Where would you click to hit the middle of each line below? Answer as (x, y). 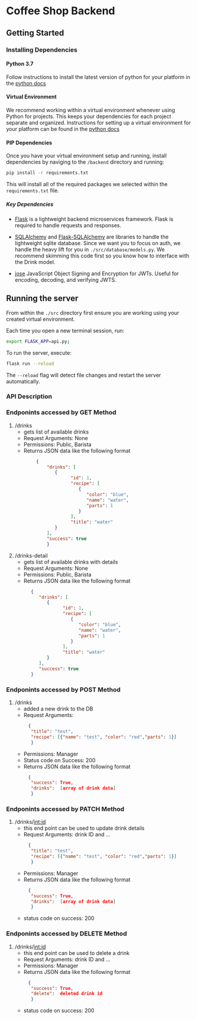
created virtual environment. (41, 319)
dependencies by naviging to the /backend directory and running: (85, 162)
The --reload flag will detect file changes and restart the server (84, 375)
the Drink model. (35, 262)
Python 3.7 (20, 64)
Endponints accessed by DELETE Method (67, 934)
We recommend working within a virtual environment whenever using (91, 110)
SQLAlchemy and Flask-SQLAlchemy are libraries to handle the (91, 237)
